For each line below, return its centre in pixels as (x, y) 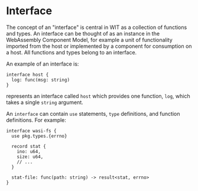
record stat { (29, 146)
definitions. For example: (36, 120)
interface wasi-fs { (32, 131)
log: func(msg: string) (40, 80)
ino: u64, (29, 151)
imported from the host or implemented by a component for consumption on (99, 46)
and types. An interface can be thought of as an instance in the (83, 33)
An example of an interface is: (43, 64)
